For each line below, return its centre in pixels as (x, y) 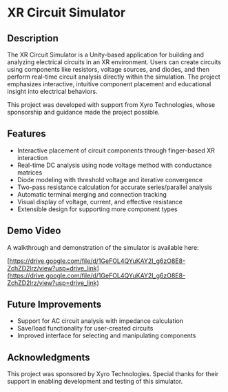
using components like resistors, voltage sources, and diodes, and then (108, 69)
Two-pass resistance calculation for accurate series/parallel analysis (114, 187)
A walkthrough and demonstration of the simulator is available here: (103, 247)
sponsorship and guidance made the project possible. (84, 112)
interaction (32, 157)
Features (27, 134)
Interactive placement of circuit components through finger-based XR (116, 150)
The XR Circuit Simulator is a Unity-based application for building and (106, 55)
